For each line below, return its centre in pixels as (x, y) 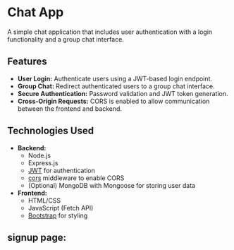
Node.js (39, 155)
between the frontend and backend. (69, 108)
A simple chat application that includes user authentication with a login (110, 32)
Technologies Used (50, 131)
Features (27, 62)
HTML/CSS (44, 200)
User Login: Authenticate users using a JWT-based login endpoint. (115, 78)
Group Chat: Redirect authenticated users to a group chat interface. (116, 86)
